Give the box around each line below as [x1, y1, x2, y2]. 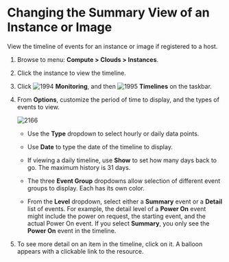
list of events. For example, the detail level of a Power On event [27, 204, 206, 212]
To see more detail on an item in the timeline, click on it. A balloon [16, 239, 203, 248]
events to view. [16, 102, 60, 111]
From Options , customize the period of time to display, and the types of [16, 95, 219, 104]
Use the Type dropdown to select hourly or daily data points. [27, 129, 200, 138]
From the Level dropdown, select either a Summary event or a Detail [27, 197, 223, 206]
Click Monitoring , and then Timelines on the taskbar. [16, 82, 213, 90]
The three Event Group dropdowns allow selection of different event [27, 177, 221, 185]
